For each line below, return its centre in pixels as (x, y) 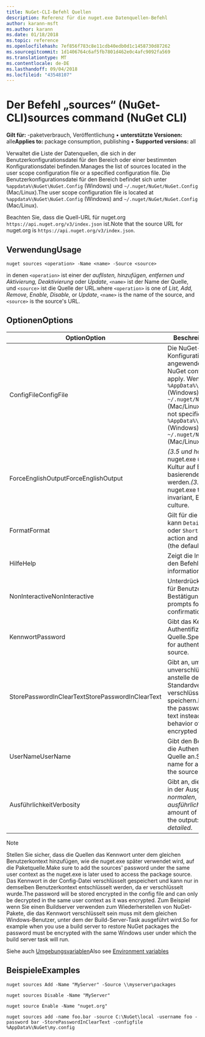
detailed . (180, 827)
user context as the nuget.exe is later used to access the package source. (99, 874)
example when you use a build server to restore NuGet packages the (93, 926)
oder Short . (184, 530)
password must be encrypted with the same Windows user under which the (102, 933)
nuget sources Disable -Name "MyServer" (59, 995)
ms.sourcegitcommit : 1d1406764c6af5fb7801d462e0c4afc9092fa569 (88, 52)
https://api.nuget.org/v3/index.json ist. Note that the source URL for (95, 224)
